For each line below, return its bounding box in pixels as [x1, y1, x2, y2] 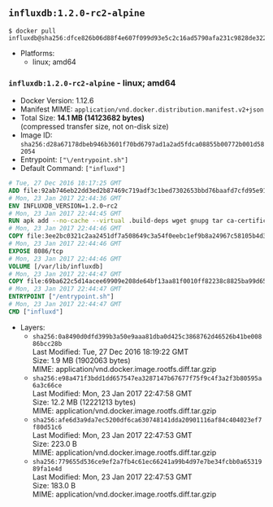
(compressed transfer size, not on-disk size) [19, 122, 169, 132]
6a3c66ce [32, 381, 63, 390]
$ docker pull [8, 27, 57, 35]
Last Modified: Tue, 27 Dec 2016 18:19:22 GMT [32, 347, 189, 356]
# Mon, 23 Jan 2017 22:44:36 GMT [8, 194, 122, 203]
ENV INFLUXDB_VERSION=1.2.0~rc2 [8, 202, 118, 210]
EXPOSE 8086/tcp [8, 247, 63, 256]
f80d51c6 [32, 423, 63, 431]
